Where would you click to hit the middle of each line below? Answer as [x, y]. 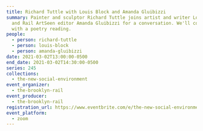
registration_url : [29, 107]
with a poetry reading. [41, 29]
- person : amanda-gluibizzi [47, 51]
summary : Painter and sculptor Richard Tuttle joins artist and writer [98, 18]
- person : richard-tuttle [44, 40]
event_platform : [27, 113]
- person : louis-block [40, 46]
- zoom [20, 118]
